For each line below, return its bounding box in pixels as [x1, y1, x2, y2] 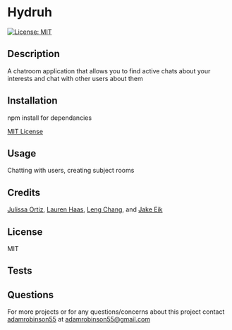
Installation [7, 94, 58, 106]
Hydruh [7, 4, 53, 20]
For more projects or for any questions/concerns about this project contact [7, 307, 225, 316]
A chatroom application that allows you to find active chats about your [7, 66, 211, 75]
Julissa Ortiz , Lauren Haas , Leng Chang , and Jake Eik [7, 205, 164, 214]
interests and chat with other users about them [7, 74, 143, 82]
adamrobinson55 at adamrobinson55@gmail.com [7, 315, 150, 324]
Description [7, 48, 60, 60]
